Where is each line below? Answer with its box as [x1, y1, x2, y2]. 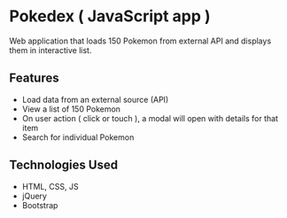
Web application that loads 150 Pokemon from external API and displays [9, 35, 272, 46]
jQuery [21, 191, 47, 201]
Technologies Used [9, 158, 118, 173]
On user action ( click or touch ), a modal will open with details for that [21, 113, 279, 123]
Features [9, 71, 59, 86]
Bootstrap [21, 199, 58, 210]
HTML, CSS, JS [21, 181, 79, 191]
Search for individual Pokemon [21, 131, 135, 143]
